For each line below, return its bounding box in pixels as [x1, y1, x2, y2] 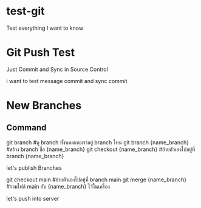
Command [6, 122, 47, 133]
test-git [6, 4, 45, 18]
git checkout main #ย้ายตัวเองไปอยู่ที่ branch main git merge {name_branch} [6, 176, 187, 183]
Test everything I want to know [6, 24, 84, 32]
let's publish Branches [6, 164, 62, 171]
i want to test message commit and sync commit [6, 77, 128, 84]
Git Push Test [6, 45, 75, 59]
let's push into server [6, 195, 60, 202]
